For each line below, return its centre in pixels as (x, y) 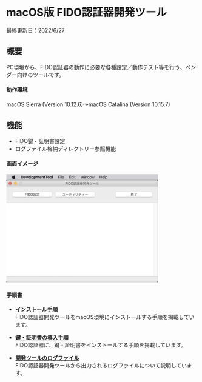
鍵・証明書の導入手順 (42, 338)
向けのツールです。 (41, 75)
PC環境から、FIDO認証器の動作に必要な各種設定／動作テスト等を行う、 (96, 67)
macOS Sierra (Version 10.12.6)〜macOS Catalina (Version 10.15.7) (88, 104)
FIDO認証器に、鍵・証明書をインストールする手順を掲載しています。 (101, 345)
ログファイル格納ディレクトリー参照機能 (66, 149)
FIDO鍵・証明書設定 (40, 141)
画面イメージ (22, 164)
